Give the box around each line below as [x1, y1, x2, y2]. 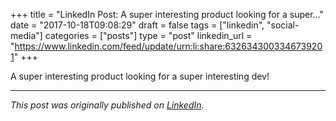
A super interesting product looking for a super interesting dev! [10, 70, 270, 82]
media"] [10, 30, 43, 41]
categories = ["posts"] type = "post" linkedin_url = [44, 30, 253, 41]
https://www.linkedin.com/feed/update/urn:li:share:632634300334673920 [14, 40, 323, 52]
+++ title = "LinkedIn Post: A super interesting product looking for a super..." [10, 9, 325, 20]
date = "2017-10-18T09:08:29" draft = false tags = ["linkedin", [10, 19, 265, 31]
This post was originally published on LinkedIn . [10, 99, 205, 111]
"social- [266, 19, 300, 31]
